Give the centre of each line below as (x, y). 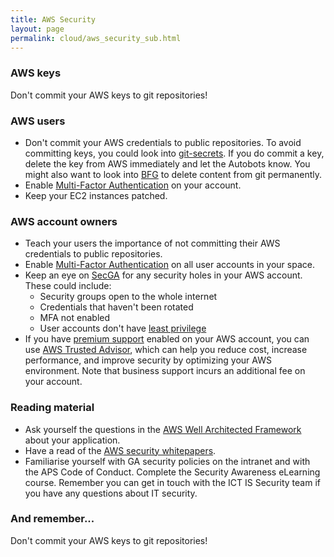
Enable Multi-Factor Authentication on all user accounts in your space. (169, 265)
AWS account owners (64, 221)
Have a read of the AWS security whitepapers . (120, 450)
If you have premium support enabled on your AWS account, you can (167, 339)
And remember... (52, 519)
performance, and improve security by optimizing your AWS (148, 360)
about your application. (72, 440)
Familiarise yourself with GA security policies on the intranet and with (167, 461)
